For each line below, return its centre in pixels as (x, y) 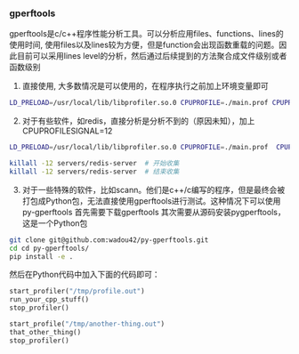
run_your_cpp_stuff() (49, 300)
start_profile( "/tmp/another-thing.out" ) (87, 324)
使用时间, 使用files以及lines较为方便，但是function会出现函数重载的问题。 (144, 45)
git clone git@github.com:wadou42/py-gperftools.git (109, 240)
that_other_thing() (45, 332)
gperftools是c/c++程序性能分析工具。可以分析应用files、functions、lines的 (146, 34)
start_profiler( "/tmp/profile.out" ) (77, 292)
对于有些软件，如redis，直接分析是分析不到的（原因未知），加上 (138, 121)
